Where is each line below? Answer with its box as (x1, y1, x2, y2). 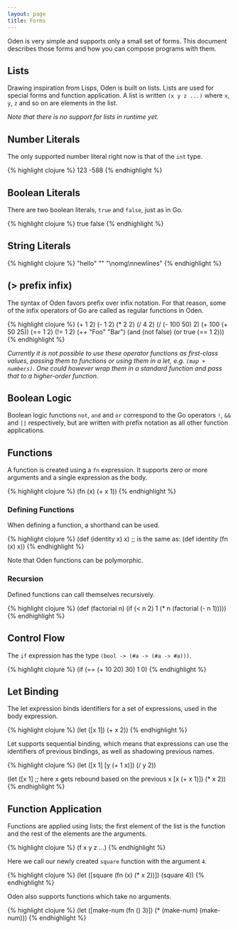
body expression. (7, 712, 58, 720)
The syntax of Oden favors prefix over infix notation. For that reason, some (7, 299, 226, 307)
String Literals (7, 240, 71, 252)
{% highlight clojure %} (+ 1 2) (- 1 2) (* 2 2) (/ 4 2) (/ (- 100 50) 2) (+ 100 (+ (7, 320, 229, 328)
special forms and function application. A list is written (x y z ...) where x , (7, 91, 229, 100)
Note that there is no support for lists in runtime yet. (7, 113, 159, 121)
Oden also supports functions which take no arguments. (7, 892, 172, 901)
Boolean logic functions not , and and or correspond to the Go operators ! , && (7, 411, 231, 420)
